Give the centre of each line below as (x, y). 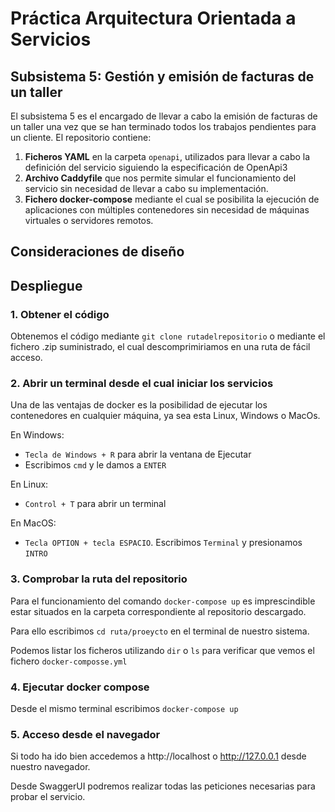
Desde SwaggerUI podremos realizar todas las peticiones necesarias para (163, 786)
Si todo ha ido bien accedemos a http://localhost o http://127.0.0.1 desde (158, 756)
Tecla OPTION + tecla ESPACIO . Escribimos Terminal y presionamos (163, 543)
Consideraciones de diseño (97, 252)
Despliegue (46, 285)
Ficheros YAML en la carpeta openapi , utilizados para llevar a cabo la (167, 156)
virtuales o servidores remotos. (89, 220)
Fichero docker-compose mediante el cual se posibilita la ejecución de (172, 199)
